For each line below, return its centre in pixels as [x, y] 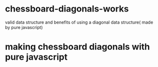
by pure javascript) [24, 27]
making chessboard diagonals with [78, 47]
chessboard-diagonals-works [67, 9]
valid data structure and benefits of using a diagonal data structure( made [79, 22]
